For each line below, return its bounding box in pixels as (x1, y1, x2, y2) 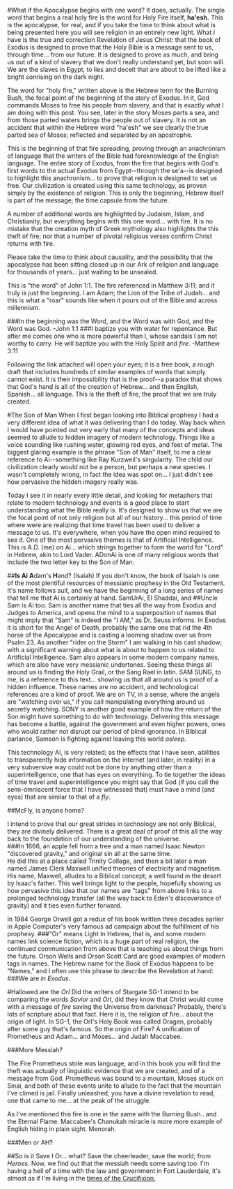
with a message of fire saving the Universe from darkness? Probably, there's (7, 1003, 227, 1011)
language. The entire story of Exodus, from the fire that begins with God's (7, 159, 218, 167)
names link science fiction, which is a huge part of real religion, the (7, 937, 200, 945)
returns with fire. (7, 239, 55, 247)
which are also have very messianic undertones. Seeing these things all (7, 660, 212, 669)
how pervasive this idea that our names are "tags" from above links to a (7, 887, 213, 894)
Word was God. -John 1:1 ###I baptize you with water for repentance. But (7, 325, 218, 332)
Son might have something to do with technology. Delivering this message (7, 712, 220, 721)
